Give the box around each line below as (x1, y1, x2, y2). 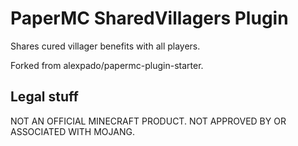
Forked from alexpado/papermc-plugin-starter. (10, 59, 204, 71)
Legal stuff (10, 88, 79, 106)
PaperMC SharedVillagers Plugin (10, 7, 289, 30)
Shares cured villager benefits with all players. (10, 40, 201, 52)
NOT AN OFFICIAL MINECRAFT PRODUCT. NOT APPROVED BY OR (10, 115, 287, 127)
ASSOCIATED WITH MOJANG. (10, 125, 135, 137)
